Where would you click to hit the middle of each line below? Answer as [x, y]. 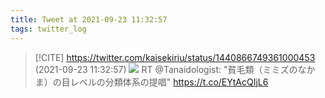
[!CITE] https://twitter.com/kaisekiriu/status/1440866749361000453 [175, 57]
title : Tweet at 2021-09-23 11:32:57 [89, 19]
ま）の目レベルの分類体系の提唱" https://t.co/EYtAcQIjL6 [151, 82]
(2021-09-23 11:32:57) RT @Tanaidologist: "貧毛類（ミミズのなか [175, 69]
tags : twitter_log [48, 29]
